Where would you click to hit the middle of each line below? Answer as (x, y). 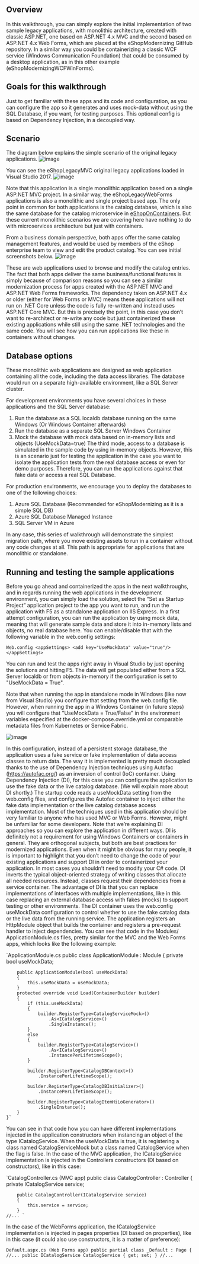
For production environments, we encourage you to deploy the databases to (99, 487)
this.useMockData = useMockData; (69, 983)
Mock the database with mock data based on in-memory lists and (95, 437)
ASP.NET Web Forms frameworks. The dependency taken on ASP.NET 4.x (97, 293)
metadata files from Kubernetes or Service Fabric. (67, 726)
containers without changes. (41, 337)
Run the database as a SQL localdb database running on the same (95, 418)
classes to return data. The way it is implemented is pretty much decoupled (98, 761)
